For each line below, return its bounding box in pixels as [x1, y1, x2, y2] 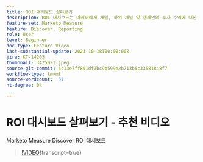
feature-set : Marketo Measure [6, 20, 84, 26]
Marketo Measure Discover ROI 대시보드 [6, 137, 106, 144]
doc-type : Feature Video [6, 43, 69, 49]
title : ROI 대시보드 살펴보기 [6, 8, 73, 15]
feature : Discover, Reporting [6, 25, 84, 32]
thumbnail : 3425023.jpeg [6, 59, 69, 66]
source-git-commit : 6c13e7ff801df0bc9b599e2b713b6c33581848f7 [6, 65, 168, 72]
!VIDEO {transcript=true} [21, 149, 82, 156]
